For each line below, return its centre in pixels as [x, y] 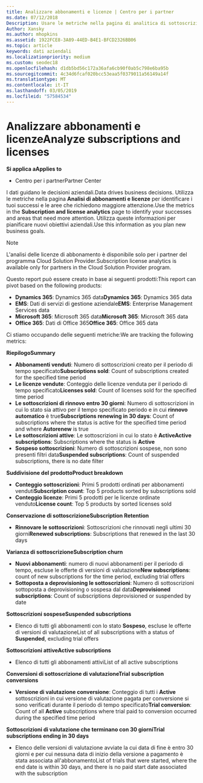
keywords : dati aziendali [39, 51]
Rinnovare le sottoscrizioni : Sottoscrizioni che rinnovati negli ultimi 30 [103, 527]
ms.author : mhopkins [32, 35]
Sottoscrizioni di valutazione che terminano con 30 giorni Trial [85, 729]
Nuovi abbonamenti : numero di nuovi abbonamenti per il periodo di [99, 563]
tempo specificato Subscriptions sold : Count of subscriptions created [102, 371]
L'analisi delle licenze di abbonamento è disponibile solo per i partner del [97, 254]
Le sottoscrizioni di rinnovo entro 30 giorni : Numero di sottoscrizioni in [105, 403]
